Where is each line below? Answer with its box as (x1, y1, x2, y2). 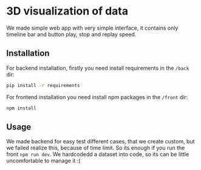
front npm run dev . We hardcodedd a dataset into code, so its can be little (6, 151, 189, 158)
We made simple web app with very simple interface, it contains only (6, 24, 179, 31)
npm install (6, 105, 36, 111)
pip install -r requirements (6, 82, 80, 88)
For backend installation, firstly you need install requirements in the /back (6, 64, 189, 71)
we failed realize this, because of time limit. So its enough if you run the (6, 144, 185, 152)
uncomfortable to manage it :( (6, 157, 81, 165)
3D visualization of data (6, 4, 129, 18)
